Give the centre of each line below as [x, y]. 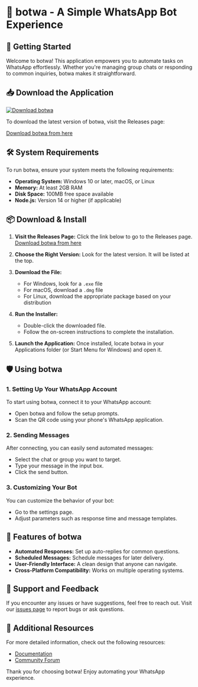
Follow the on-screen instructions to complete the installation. [99, 332]
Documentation [33, 654]
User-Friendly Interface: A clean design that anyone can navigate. [96, 564]
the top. [24, 261]
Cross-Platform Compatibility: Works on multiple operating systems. [99, 570]
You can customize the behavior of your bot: [60, 500]
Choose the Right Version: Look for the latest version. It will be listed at [102, 255]
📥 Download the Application [60, 93]
